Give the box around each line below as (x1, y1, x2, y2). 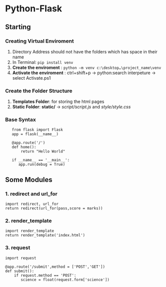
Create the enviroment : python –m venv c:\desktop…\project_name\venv (12, 64, 162, 70)
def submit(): (5, 268, 35, 274)
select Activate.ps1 (12, 75, 51, 81)
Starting (5, 23, 31, 31)
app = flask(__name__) (11, 132, 58, 137)
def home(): (11, 144, 37, 150)
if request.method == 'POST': (14, 273, 77, 278)
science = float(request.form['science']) (20, 277, 110, 282)
